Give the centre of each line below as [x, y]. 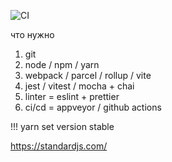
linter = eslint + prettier [72, 96]
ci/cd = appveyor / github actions [93, 107]
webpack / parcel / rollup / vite [88, 75]
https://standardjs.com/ [59, 146]
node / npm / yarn [62, 64]
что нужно [32, 34]
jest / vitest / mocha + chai [79, 86]
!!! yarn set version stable [62, 126]
